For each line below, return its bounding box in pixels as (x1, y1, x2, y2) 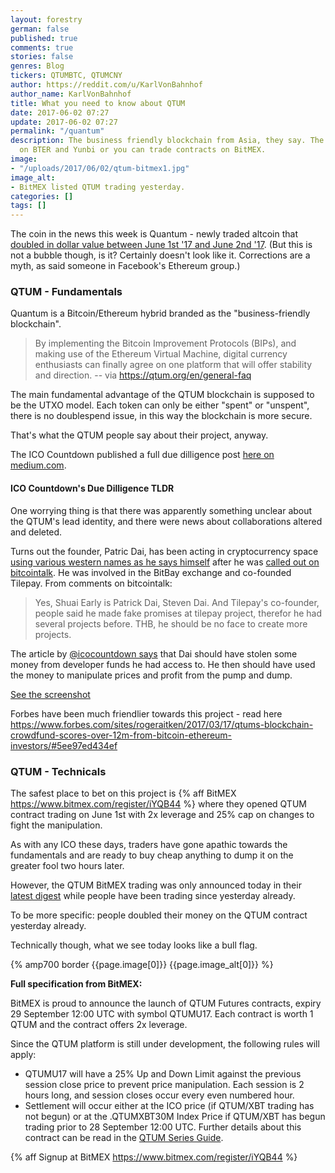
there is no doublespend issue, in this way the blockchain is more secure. (10, 410, 313, 422)
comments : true (10, 42, 74, 53)
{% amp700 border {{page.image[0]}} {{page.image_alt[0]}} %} (10, 958, 274, 970)
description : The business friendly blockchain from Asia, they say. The (10, 136, 325, 146)
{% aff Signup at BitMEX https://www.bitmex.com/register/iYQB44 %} (10, 1151, 298, 1163)
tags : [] (10, 201, 47, 211)
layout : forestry (10, 14, 83, 25)
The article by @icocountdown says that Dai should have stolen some (10, 647, 298, 660)
